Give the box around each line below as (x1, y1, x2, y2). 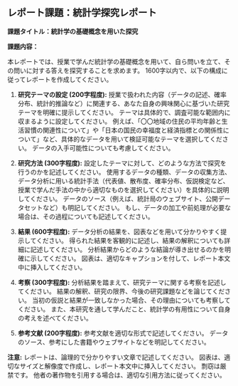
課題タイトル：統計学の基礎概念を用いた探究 (7, 27, 139, 36)
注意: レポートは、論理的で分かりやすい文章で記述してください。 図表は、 (7, 353, 225, 361)
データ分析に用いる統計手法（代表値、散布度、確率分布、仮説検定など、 (17, 177, 229, 185)
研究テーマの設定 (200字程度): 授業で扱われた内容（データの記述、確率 (17, 90, 227, 98)
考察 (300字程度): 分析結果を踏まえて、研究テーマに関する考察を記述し (17, 278, 227, 286)
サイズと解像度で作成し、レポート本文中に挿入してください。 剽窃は (19, 362, 220, 370)
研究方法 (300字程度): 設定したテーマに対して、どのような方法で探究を (17, 159, 227, 167)
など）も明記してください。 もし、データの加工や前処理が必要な (42, 203, 231, 212)
